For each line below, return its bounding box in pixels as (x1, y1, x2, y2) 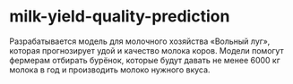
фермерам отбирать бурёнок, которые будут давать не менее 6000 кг (9, 55, 280, 65)
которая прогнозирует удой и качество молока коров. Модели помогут (9, 45, 284, 55)
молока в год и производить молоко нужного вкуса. (9, 64, 211, 75)
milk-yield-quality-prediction (9, 6, 230, 27)
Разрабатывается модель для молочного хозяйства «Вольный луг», (9, 36, 271, 46)
